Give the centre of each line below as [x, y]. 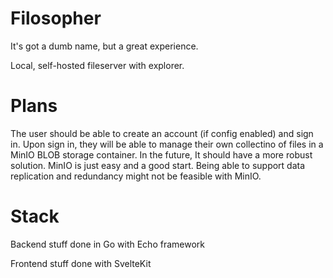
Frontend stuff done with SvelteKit [81, 263]
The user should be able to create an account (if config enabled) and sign [162, 133]
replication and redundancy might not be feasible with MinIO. [136, 176]
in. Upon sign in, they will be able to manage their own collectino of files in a [167, 144]
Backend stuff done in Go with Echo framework [107, 244]
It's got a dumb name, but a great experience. [104, 46]
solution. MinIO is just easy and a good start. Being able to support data [158, 165]
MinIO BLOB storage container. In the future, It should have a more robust [161, 154]
